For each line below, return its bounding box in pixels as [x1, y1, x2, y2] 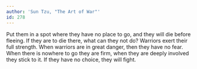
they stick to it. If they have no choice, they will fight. [6, 56, 137, 63]
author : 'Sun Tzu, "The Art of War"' [6, 8, 101, 15]
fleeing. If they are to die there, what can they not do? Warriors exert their [6, 37, 187, 44]
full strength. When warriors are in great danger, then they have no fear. [6, 43, 184, 51]
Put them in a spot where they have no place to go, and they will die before [6, 30, 191, 37]
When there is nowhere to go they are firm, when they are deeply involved [6, 49, 189, 57]
